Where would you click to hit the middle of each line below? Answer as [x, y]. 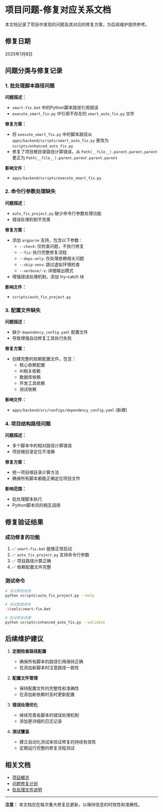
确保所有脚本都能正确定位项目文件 [46, 479]
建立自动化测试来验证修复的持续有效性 [57, 742]
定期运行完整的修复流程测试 [47, 748]
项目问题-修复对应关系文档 [58, 10]
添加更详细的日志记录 [41, 721]
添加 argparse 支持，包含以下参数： [48, 240]
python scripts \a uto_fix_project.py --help [50, 596]
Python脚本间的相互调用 [36, 505]
